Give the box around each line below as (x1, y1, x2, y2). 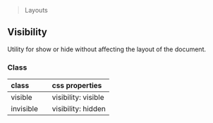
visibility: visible (51, 93, 104, 103)
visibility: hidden (51, 104, 106, 114)
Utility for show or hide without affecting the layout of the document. (7, 45, 207, 53)
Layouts (24, 6, 48, 14)
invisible (11, 104, 39, 114)
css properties (51, 81, 102, 91)
